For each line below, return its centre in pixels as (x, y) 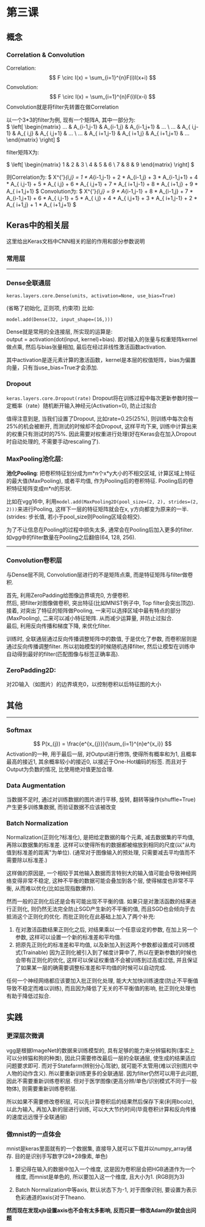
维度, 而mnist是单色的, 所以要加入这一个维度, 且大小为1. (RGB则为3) (100, 1177)
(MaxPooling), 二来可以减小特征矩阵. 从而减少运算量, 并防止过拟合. (90, 618)
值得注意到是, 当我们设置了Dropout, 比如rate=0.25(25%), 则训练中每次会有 (100, 418)
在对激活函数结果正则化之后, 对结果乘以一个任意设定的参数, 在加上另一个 (106, 930)
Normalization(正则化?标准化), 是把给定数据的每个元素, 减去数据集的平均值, (100, 838)
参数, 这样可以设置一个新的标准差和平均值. (68, 937)
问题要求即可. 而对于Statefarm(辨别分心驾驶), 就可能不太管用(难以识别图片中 (102, 1065)
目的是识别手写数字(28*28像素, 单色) (61, 1156)
